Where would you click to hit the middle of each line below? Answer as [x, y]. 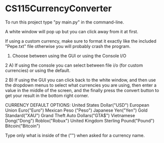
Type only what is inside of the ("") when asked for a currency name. [75, 135]
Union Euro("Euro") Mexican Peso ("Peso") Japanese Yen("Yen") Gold [76, 110]
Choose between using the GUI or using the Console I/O [69, 56]
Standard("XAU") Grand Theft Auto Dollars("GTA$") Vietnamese [70, 115]
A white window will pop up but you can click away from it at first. [72, 31]
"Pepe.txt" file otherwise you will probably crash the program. [68, 46]
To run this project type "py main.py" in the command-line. [65, 22]
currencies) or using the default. [38, 70]
